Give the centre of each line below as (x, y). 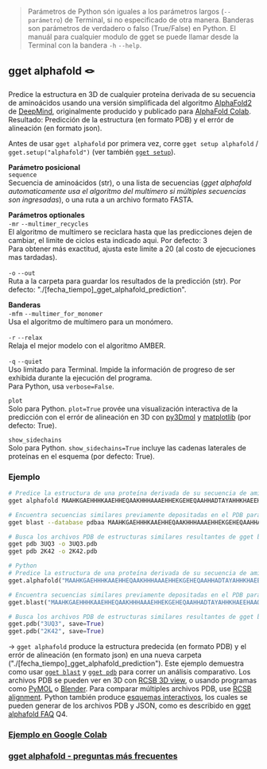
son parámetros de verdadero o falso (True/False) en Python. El (132, 28)
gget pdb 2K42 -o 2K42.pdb (53, 551)
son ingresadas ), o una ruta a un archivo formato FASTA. (101, 199)
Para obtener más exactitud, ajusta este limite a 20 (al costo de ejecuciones (132, 249)
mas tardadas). (33, 257)
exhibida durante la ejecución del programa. (80, 377)
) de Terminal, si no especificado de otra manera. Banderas (157, 20)
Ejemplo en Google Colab (58, 735)
